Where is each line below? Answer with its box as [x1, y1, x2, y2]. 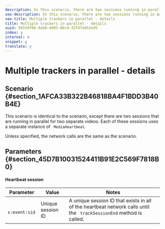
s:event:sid [7, 210, 36, 215]
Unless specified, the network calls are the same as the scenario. [5, 133, 137, 139]
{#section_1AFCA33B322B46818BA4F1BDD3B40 [5, 92, 159, 101]
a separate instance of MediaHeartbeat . [5, 124, 86, 130]
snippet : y [5, 39, 27, 44]
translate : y [5, 44, 32, 49]
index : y [5, 30, 23, 35]
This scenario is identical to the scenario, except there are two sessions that [5, 113, 159, 119]
